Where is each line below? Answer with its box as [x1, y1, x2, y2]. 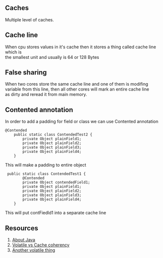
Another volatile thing [12, 247, 55, 253]
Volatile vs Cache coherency [12, 242, 70, 248]
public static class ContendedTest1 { [7, 171, 86, 177]
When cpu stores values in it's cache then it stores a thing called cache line [5, 44, 157, 50]
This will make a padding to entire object [5, 162, 87, 168]
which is [5, 49, 22, 55]
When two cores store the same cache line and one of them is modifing [5, 81, 148, 87]
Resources [5, 224, 38, 232]
